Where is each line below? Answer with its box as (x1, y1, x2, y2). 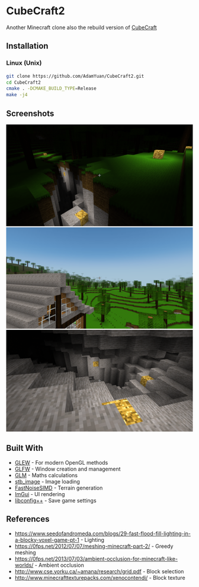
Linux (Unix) (6, 59, 42, 67)
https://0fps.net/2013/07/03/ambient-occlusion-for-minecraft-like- (14, 555, 178, 562)
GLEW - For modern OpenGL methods (14, 459, 108, 466)
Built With (6, 443, 43, 453)
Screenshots (6, 108, 54, 118)
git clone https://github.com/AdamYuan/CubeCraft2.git (6, 73, 145, 79)
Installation (6, 41, 49, 51)
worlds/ (14, 561, 34, 569)
